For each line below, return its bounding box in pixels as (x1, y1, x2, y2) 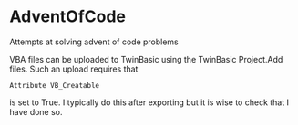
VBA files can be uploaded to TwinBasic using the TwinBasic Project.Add (9, 53, 283, 64)
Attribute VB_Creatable (9, 81, 100, 90)
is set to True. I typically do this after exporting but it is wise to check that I (9, 97, 290, 108)
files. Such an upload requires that (9, 63, 139, 74)
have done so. (9, 106, 63, 117)
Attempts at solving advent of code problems (9, 36, 180, 47)
